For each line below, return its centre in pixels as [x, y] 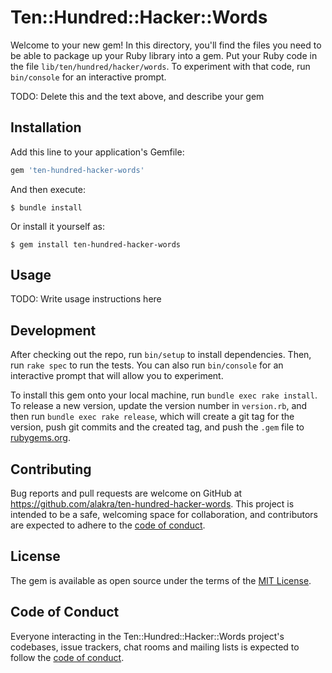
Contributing [51, 469]
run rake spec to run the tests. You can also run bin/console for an [147, 365]
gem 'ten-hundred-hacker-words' [77, 170]
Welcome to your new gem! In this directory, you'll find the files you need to [166, 45]
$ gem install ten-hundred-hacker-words [96, 244]
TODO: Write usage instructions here [86, 299]
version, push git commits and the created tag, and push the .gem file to [157, 427]
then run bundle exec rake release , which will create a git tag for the [152, 417]
